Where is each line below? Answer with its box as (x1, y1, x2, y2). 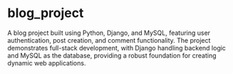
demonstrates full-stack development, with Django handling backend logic (7, 43, 227, 52)
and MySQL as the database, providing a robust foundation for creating (7, 51, 217, 60)
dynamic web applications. (7, 58, 86, 67)
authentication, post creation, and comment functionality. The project (7, 36, 211, 44)
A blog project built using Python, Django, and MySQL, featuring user (7, 28, 211, 37)
